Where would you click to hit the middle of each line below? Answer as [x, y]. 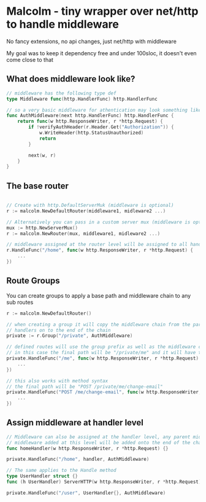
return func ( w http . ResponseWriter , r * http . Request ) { [90, 122]
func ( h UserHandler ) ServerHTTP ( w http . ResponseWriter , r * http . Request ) [104, 482]
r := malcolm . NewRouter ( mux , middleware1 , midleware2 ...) [83, 234]
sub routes [20, 302]
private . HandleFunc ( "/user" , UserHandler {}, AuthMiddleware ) [86, 493]
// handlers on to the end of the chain [59, 330]
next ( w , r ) [42, 155]
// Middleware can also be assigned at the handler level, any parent [98, 437]
